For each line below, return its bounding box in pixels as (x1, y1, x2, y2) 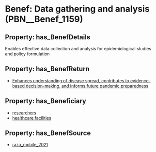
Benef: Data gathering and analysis (5, 3, 150, 15)
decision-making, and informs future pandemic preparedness (26, 83, 149, 89)
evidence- (130, 77, 151, 83)
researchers (12, 110, 36, 116)
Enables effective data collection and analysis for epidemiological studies (5, 46, 152, 51)
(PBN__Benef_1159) (5, 14, 83, 25)
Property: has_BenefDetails (5, 33, 91, 41)
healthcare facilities (12, 115, 52, 121)
